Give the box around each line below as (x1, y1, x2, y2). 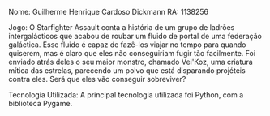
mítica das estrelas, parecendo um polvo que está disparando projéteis (8, 66, 246, 75)
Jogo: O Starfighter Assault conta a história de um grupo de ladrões (8, 23, 235, 32)
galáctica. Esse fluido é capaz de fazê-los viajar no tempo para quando (8, 40, 246, 49)
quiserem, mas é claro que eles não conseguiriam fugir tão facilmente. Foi (8, 49, 256, 58)
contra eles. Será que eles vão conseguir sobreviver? (8, 75, 186, 84)
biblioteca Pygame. (8, 99, 73, 108)
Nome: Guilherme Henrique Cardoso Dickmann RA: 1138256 (8, 7, 209, 16)
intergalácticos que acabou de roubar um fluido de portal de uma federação (8, 32, 262, 41)
